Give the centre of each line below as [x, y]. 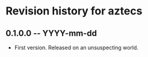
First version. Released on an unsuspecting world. [76, 47]
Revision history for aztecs [74, 11]
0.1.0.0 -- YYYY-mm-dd [51, 33]
